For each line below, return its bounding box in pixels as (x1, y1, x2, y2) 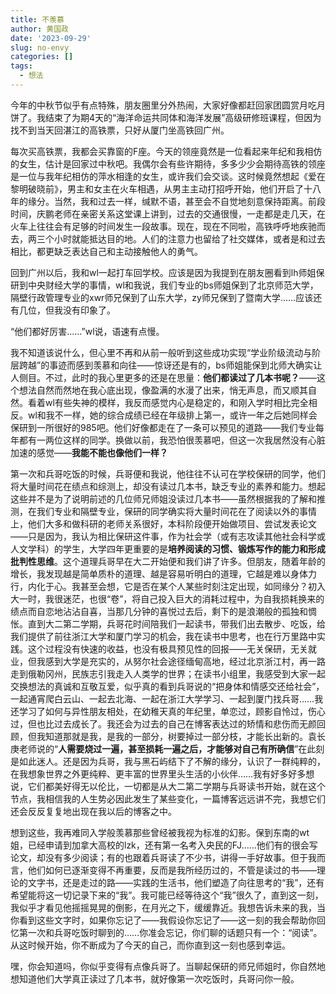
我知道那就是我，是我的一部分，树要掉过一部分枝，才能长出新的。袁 (36, 730, 317, 742)
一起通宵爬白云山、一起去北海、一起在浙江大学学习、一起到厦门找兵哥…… (10, 692, 315, 705)
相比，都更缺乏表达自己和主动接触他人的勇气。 (10, 245, 203, 257)
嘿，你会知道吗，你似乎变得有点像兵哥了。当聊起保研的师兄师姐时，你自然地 (10, 960, 326, 972)
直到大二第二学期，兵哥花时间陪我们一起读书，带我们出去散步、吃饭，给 (27, 617, 326, 630)
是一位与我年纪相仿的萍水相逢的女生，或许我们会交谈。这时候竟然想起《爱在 (10, 170, 326, 182)
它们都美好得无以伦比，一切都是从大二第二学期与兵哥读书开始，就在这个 (27, 780, 326, 792)
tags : (10, 61, 33, 71)
